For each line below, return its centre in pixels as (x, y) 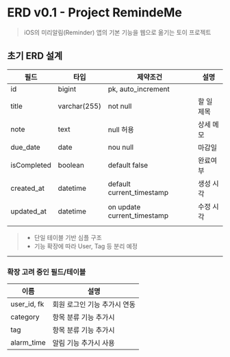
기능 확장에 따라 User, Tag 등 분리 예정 (86, 246)
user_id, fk (27, 304)
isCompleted (31, 165)
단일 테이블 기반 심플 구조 (68, 237)
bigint (67, 89)
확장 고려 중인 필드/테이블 (47, 272)
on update (124, 207)
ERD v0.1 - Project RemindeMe (95, 13)
